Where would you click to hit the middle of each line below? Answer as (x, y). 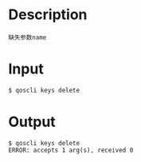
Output (32, 122)
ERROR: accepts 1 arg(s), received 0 (71, 150)
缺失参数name (27, 38)
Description (48, 15)
